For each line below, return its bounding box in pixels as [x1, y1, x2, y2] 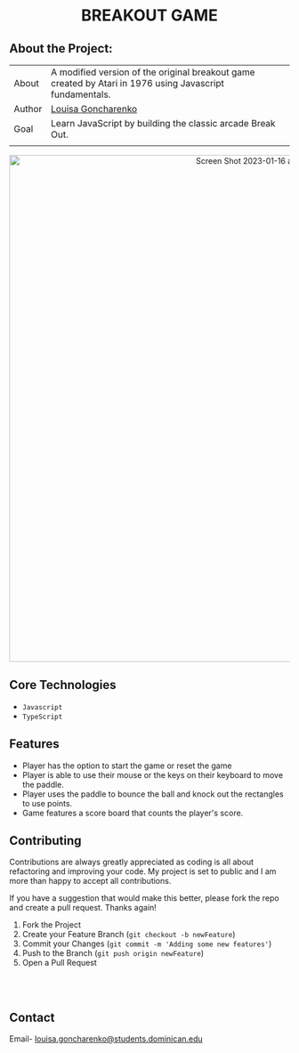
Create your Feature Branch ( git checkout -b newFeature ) [21, 929, 236, 940]
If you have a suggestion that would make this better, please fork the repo [9, 893, 279, 903]
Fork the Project [21, 919, 82, 930]
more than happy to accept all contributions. [9, 876, 172, 887]
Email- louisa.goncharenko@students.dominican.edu [9, 1033, 203, 1044]
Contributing [9, 833, 82, 848]
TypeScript [21, 712, 63, 721]
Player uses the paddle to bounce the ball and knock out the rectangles [21, 789, 284, 799]
